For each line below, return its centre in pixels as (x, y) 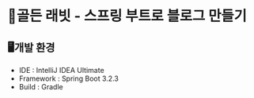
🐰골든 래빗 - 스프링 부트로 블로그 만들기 (127, 16)
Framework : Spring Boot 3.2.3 (69, 78)
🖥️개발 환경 (31, 47)
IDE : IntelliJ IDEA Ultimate (61, 70)
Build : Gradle (41, 87)
